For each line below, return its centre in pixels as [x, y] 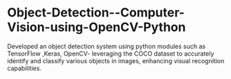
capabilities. [24, 68]
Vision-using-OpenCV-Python [96, 27]
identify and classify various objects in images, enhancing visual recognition [116, 60]
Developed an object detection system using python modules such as [107, 46]
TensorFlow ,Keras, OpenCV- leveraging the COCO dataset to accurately [111, 54]
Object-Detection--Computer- [96, 13]
